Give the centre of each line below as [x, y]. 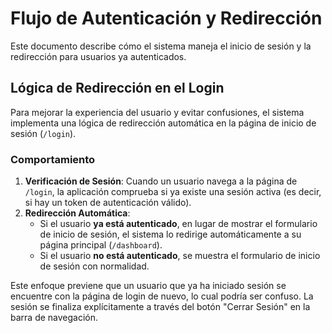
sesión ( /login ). [43, 133]
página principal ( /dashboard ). [101, 245]
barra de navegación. [54, 318]
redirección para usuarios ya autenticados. [98, 56]
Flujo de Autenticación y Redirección [166, 18]
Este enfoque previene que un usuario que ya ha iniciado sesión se [148, 286]
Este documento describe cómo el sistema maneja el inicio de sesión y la [161, 46]
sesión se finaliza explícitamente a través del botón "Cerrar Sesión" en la [160, 307]
